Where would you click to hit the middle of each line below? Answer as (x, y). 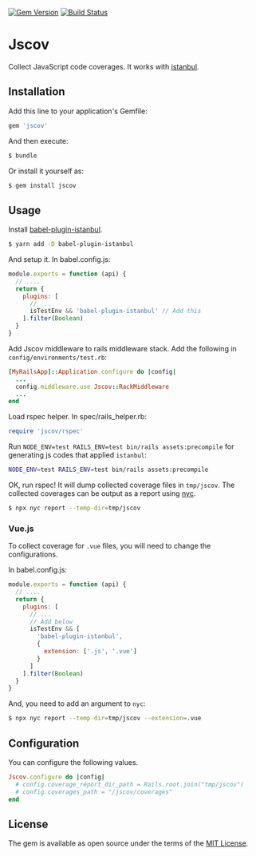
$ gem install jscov (43, 185)
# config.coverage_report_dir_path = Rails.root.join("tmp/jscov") (130, 784)
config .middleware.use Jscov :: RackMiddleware (93, 386)
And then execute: (38, 141)
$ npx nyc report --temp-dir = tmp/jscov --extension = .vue (105, 719)
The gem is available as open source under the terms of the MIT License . (128, 843)
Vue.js (21, 529)
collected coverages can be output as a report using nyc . (102, 493)
